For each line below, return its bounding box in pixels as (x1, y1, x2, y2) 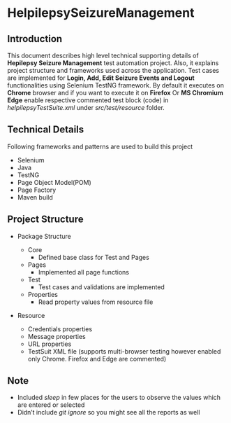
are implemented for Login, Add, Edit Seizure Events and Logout (7, 74, 195, 82)
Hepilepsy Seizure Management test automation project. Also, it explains (7, 59, 219, 67)
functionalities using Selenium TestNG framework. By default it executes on (7, 81, 225, 89)
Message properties (27, 332, 86, 340)
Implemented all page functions (38, 268, 129, 276)
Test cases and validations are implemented (38, 282, 165, 291)
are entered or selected (17, 401, 85, 409)
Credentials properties (27, 324, 93, 333)
